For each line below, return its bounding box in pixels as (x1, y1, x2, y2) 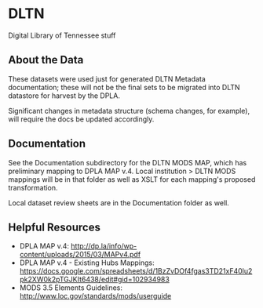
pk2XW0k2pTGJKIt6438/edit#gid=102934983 (19, 275, 170, 284)
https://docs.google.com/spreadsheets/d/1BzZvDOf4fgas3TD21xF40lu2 (19, 266, 253, 276)
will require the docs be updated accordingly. (8, 114, 155, 124)
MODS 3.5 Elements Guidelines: (19, 283, 123, 292)
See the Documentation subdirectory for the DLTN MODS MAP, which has (8, 158, 247, 167)
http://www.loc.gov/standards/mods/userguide (19, 292, 172, 301)
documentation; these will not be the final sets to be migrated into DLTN (8, 82, 241, 92)
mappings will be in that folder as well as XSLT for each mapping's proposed (8, 174, 256, 184)
